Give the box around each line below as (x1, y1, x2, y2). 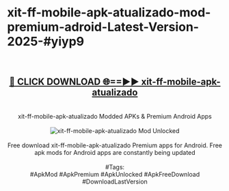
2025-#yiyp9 (7, 34, 84, 49)
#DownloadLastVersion (81, 177, 148, 186)
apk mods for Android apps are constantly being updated (33, 148, 196, 156)
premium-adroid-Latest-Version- (7, 19, 200, 35)
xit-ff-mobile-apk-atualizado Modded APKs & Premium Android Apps (18, 112, 212, 120)
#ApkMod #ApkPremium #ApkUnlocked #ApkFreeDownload (29, 170, 200, 178)
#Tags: (105, 162, 125, 171)
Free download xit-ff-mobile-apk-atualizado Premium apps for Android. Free (8, 141, 222, 149)
